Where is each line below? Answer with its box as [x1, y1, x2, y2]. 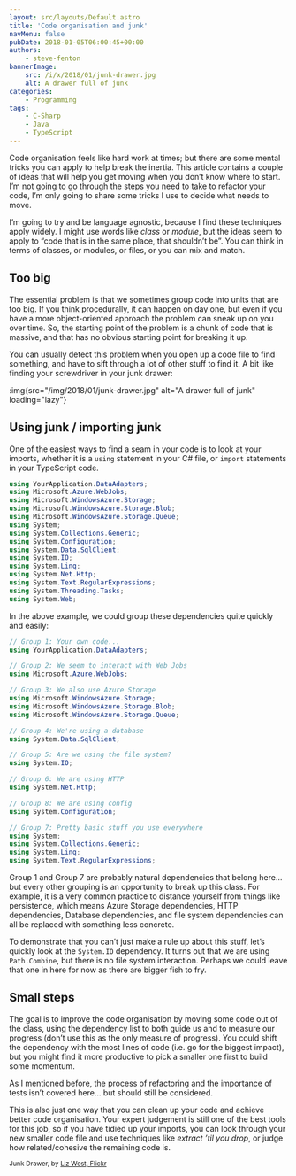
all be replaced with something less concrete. [9, 919, 175, 930]
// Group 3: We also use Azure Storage [9, 685, 156, 695]
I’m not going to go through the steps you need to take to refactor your [9, 181, 267, 191]
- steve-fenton [25, 54, 81, 63]
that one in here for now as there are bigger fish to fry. [9, 964, 208, 975]
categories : [9, 87, 53, 96]
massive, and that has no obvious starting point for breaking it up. [9, 331, 249, 342]
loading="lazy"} [9, 394, 67, 405]
